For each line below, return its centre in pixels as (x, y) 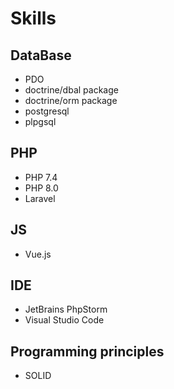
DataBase (41, 55)
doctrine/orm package (71, 100)
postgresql (47, 111)
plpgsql (40, 121)
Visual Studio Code (64, 320)
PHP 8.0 (41, 188)
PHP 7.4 (41, 177)
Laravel (40, 198)
